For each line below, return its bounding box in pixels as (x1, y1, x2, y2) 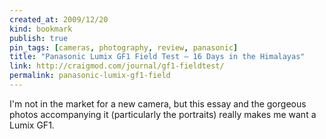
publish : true (9, 33, 69, 43)
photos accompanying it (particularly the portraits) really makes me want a (9, 108, 317, 120)
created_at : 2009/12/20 (9, 14, 109, 25)
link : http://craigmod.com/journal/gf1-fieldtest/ (9, 61, 225, 71)
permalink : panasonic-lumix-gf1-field (9, 71, 171, 81)
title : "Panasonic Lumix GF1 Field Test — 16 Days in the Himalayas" (9, 52, 306, 62)
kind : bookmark (9, 24, 73, 34)
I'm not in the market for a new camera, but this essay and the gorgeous (9, 97, 307, 110)
